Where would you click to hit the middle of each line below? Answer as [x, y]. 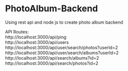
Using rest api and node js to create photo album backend [64, 22]
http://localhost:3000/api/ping [36, 37]
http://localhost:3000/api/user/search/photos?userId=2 [62, 47]
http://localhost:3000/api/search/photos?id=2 [52, 63]
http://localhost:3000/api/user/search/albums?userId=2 [62, 53]
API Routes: [17, 32]
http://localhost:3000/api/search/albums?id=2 [52, 58]
